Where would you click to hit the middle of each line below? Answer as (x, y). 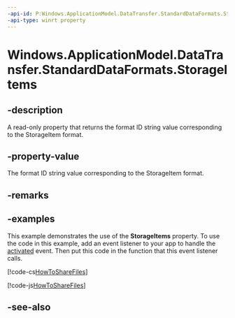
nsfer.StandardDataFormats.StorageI (117, 70)
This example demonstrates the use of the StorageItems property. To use (114, 236)
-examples (31, 219)
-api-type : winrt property (47, 20)
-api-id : (20, 14)
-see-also (29, 307)
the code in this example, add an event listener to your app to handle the (112, 243)
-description (35, 110)
